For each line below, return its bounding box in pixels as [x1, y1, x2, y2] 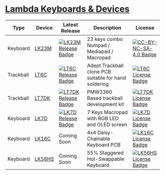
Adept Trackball [86, 62, 124, 69]
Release [61, 27, 80, 34]
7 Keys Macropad [86, 109, 128, 116]
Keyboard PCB [86, 141, 121, 148]
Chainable [86, 135, 110, 142]
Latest [63, 21, 79, 28]
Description [93, 24, 122, 31]
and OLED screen [86, 121, 128, 128]
